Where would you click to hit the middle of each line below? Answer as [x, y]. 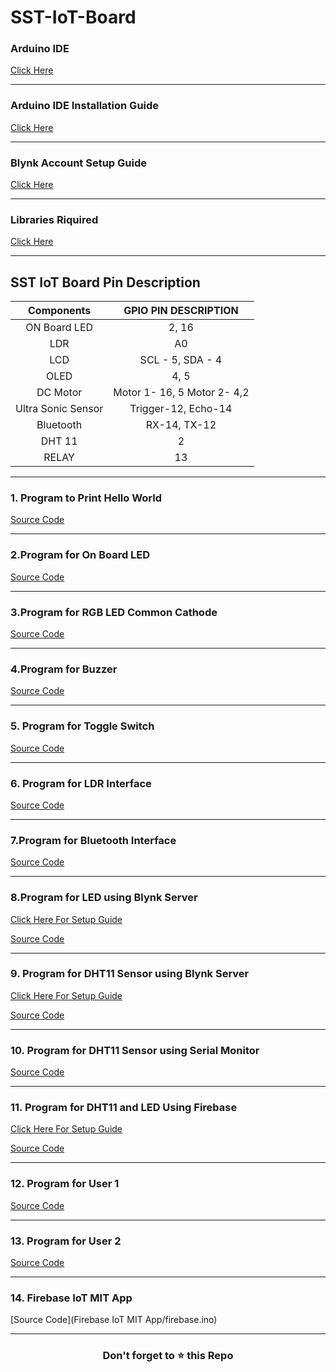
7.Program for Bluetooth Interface [93, 840]
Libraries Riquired [54, 219]
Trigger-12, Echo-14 [181, 409]
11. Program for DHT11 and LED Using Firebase [124, 1108]
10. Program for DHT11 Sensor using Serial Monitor [135, 1050]
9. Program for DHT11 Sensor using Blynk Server [130, 974]
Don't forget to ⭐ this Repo [168, 1356]
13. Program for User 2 [66, 1241]
